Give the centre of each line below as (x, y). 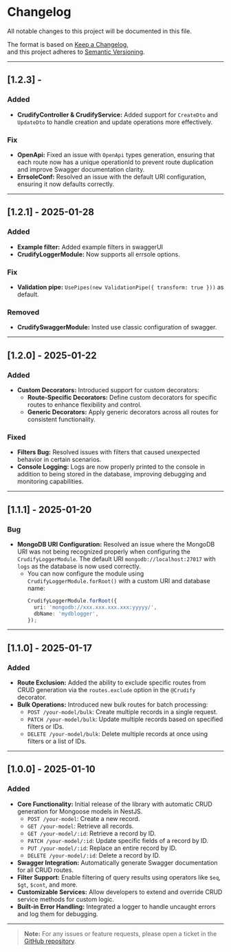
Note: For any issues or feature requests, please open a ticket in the (120, 933)
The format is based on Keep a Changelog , (68, 44)
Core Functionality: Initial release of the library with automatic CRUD (115, 804)
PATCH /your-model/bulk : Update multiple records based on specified (125, 719)
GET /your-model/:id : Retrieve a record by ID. (91, 833)
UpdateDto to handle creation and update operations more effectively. (115, 122)
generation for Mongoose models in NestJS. (80, 811)
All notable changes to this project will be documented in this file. (100, 31)
